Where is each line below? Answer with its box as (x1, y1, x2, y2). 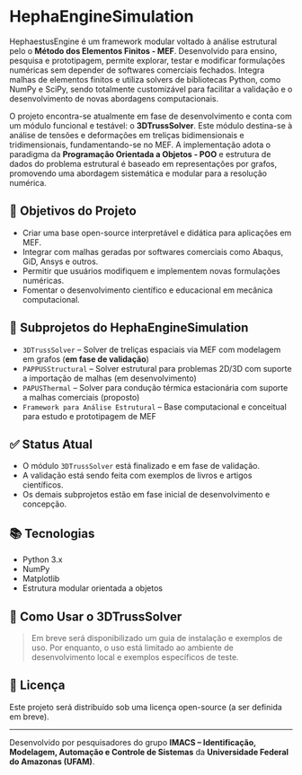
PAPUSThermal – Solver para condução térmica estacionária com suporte (22, 382, 289, 392)
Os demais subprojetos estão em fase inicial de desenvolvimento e (22, 489, 271, 500)
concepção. (22, 498, 67, 509)
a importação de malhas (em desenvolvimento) (22, 373, 198, 383)
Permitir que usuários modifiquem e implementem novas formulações (22, 265, 280, 276)
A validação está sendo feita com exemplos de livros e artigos (22, 470, 253, 481)
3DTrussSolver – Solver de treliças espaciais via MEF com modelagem (22, 344, 281, 355)
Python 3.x (22, 554, 63, 565)
